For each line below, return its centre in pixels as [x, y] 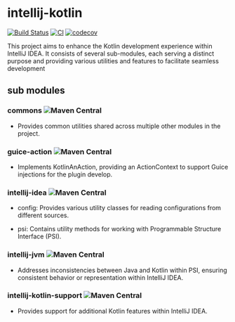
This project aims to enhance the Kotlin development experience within [110, 46]
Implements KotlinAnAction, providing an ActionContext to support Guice [123, 167]
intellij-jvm [26, 255]
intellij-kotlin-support [45, 295]
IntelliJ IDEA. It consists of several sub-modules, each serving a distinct [111, 53]
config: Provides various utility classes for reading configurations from [119, 208]
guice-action [30, 151]
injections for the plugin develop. [65, 174]
